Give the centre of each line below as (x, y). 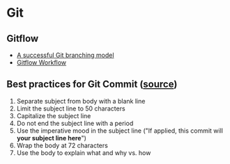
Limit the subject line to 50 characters (71, 108)
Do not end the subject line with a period (75, 123)
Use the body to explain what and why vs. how (84, 153)
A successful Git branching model (65, 55)
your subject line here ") (51, 138)
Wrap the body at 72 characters (62, 145)
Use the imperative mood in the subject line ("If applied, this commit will (120, 131)
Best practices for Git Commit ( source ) (92, 84)
